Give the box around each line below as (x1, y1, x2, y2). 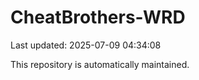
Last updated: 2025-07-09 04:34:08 (10, 39, 162, 51)
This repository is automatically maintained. (10, 58, 190, 70)
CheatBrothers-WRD (10, 6, 186, 29)
